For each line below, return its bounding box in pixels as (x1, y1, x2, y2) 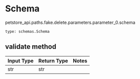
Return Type (38, 57, 68, 64)
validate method (5, 43, 56, 51)
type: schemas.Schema (5, 29, 50, 34)
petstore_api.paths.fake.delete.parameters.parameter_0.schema (5, 19, 136, 25)
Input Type (7, 57, 34, 64)
